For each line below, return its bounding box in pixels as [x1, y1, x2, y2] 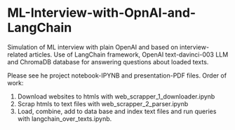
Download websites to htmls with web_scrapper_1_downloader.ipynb [17, 92, 215, 101]
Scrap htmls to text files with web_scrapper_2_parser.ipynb [17, 99, 189, 108]
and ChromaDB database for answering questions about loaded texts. [7, 57, 209, 66]
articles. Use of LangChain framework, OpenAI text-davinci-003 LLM [29, 50, 229, 59]
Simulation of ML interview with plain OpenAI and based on [7, 43, 179, 51]
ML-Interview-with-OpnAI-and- [7, 5, 196, 21]
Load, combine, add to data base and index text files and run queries [17, 107, 217, 115]
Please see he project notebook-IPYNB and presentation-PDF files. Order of [7, 71, 227, 80]
